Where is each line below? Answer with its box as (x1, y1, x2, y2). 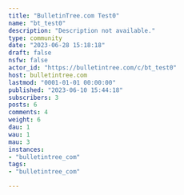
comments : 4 (8, 109, 48, 117)
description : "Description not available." (8, 26, 156, 34)
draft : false (8, 49, 52, 57)
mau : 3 (8, 137, 30, 146)
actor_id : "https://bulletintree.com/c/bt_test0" (8, 64, 178, 72)
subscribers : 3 (8, 94, 59, 101)
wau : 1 (8, 130, 30, 138)
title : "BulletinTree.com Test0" (8, 11, 120, 20)
